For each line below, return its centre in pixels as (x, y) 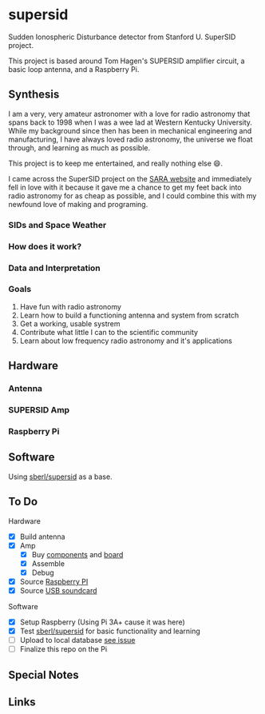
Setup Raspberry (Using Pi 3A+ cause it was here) (102, 622)
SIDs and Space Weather (57, 225)
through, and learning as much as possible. (79, 148)
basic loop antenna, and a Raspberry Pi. (74, 69)
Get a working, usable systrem (70, 323)
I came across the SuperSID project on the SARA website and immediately (130, 178)
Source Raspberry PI (54, 581)
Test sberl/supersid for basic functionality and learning (110, 631)
